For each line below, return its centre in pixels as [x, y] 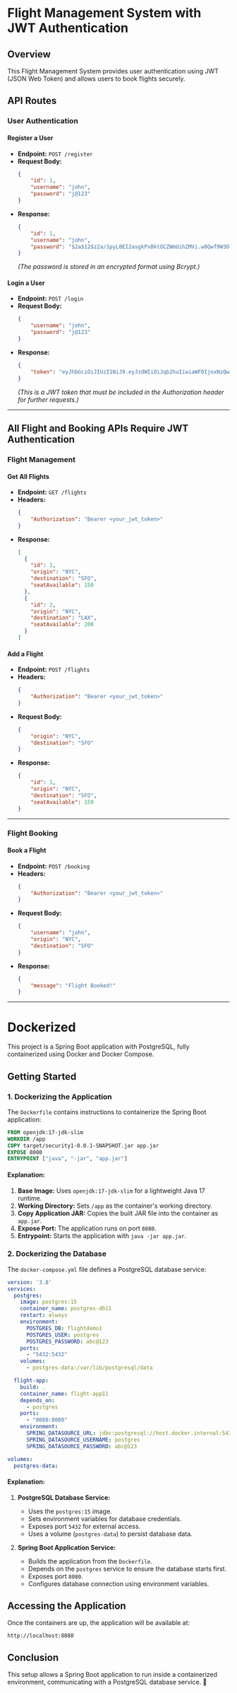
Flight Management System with [104, 13]
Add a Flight [25, 654]
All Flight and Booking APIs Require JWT [98, 428]
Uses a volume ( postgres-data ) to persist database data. [110, 1534]
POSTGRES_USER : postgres [62, 1335]
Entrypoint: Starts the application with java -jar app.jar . [102, 1235]
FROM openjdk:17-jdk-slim [45, 1132]
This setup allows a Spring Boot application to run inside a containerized [112, 1675]
